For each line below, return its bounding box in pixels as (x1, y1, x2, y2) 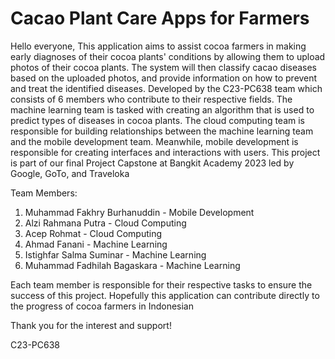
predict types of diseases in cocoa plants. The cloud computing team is (10, 114, 306, 126)
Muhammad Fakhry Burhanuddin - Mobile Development (24, 206, 255, 218)
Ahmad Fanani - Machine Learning (24, 238, 168, 250)
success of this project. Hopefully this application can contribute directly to (10, 289, 320, 301)
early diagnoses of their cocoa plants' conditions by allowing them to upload (10, 50, 326, 62)
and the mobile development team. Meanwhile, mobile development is (10, 135, 299, 147)
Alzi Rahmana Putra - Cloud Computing (24, 217, 187, 229)
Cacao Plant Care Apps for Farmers (10, 7, 310, 30)
